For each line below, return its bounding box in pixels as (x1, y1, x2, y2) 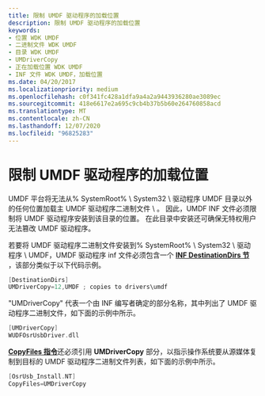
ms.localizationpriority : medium (8, 85, 119, 93)
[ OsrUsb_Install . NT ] (8, 373, 77, 381)
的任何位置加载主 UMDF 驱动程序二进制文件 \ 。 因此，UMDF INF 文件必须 (8, 204, 251, 213)
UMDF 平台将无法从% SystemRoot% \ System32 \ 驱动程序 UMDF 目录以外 (8, 193, 253, 203)
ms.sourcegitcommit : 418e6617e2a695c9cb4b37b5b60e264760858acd (8, 100, 221, 108)
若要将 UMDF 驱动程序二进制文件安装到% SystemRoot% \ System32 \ (8, 240, 236, 249)
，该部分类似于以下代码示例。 (8, 260, 105, 269)
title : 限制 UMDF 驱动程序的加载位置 (8, 11, 119, 20)
